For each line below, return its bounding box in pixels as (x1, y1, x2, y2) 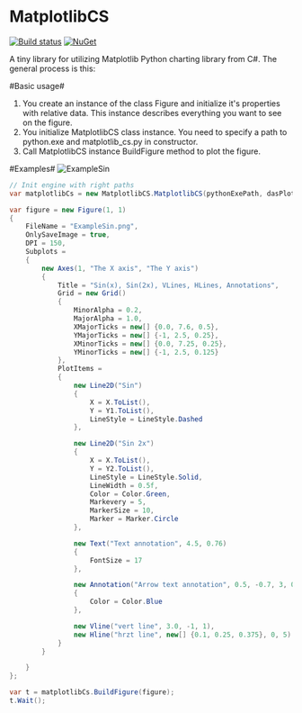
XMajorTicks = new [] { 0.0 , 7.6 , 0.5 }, (73, 322, 219, 331)
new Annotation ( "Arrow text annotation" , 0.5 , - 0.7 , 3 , (73, 581, 288, 590)
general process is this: (9, 63, 96, 74)
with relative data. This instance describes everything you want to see (22, 107, 282, 118)
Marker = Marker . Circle (89, 515, 179, 524)
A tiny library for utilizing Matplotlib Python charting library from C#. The (9, 53, 277, 64)
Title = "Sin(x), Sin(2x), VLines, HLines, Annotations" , (57, 281, 280, 290)
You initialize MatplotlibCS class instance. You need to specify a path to (22, 126, 288, 137)
